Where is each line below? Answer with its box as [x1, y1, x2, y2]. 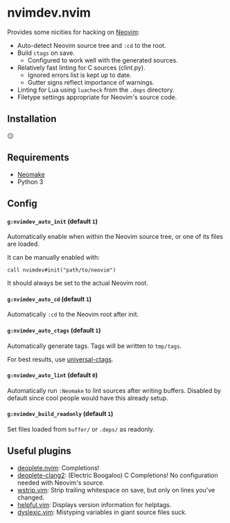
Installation [7, 113, 57, 125]
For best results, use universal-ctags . [7, 355, 114, 363]
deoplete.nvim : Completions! [17, 463, 100, 472]
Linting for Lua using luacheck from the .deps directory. [17, 85, 175, 94]
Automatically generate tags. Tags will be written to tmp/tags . [7, 342, 182, 350]
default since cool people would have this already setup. [7, 394, 168, 402]
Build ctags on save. [17, 49, 75, 57]
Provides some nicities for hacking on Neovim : [7, 28, 140, 36]
